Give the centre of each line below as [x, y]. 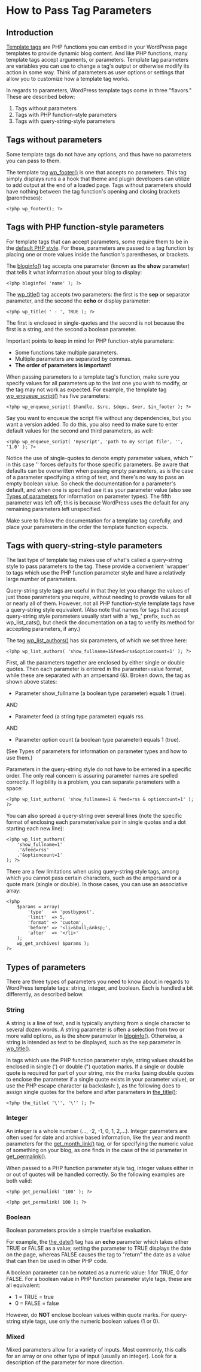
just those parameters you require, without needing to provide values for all [99, 597]
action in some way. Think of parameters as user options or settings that [95, 72]
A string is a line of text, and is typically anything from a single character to [98, 1023]
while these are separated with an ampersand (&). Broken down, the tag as [98, 675]
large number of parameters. [42, 579]
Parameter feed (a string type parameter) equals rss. [80, 717]
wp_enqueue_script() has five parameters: [58, 395]
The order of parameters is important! [63, 365]
